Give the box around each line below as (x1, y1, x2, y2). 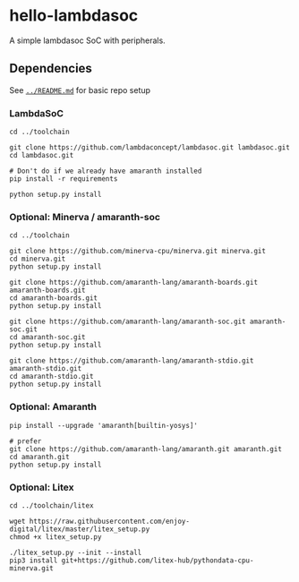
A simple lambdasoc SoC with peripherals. (9, 35, 166, 46)
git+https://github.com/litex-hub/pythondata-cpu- (61, 556, 254, 565)
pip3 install (9, 556, 58, 565)
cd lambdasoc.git (9, 151, 74, 160)
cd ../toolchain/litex (9, 501, 94, 510)
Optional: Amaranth (9, 400, 97, 413)
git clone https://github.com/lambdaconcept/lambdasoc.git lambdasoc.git (9, 143, 291, 152)
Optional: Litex (9, 481, 74, 493)
